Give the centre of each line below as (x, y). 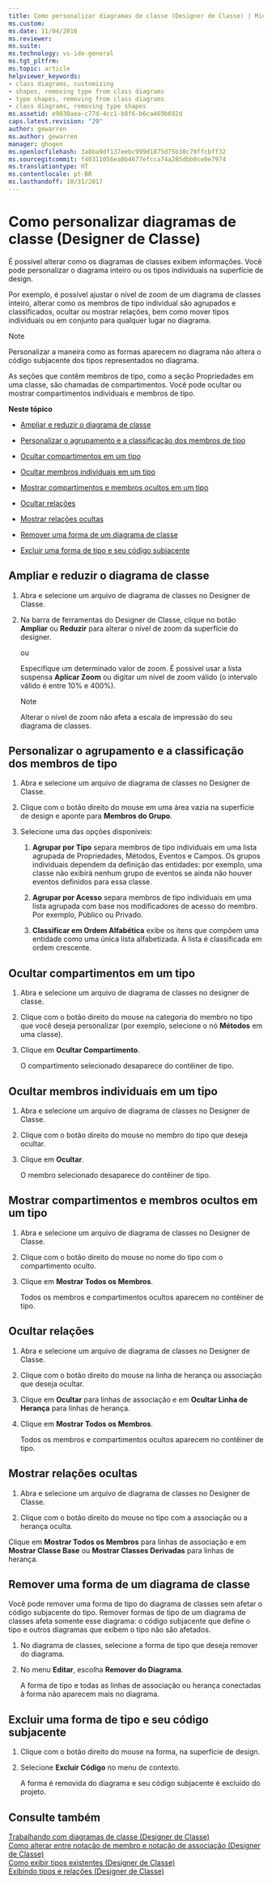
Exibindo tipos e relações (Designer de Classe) (86, 1871)
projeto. (33, 1792)
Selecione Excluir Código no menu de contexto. (100, 1767)
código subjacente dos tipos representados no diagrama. (104, 360)
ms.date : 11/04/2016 (43, 31)
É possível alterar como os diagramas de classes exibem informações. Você (135, 261)
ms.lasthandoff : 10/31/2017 (56, 182)
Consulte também (55, 1817)
